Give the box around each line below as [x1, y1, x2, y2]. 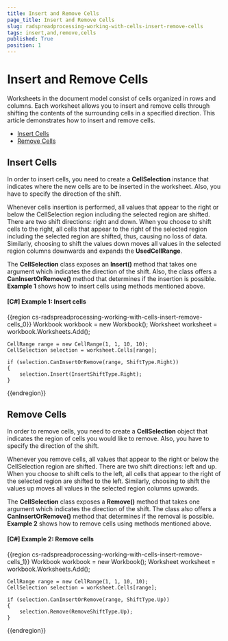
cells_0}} [7, 320, 32, 328]
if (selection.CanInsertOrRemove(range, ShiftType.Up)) [7, 596, 170, 603]
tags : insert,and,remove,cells [7, 29, 97, 36]
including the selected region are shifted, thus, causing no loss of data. [7, 232, 207, 240]
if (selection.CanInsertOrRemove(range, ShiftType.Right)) [7, 359, 179, 366]
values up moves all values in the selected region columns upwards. [7, 484, 199, 492]
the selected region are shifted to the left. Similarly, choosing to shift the [7, 477, 210, 485]
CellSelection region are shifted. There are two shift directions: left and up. [7, 462, 217, 471]
